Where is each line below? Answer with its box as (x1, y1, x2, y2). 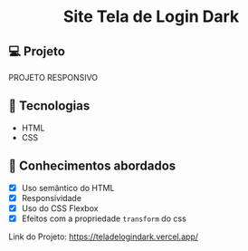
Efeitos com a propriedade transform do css (21, 213, 186, 224)
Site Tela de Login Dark (62, 6, 240, 27)
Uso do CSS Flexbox (21, 202, 99, 214)
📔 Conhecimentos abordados (8, 159, 176, 174)
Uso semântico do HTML (21, 182, 115, 193)
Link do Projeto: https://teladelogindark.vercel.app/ (8, 231, 199, 242)
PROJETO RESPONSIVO (8, 72, 99, 82)
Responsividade (21, 192, 82, 203)
